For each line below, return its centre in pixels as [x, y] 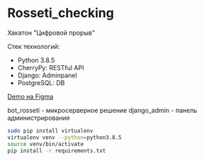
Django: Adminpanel [47, 75]
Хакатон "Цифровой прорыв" [51, 33]
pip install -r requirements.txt [57, 150]
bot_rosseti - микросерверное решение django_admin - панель [102, 110]
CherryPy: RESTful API [51, 67]
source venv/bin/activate [45, 144]
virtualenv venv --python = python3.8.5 [64, 137]
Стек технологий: [34, 46]
